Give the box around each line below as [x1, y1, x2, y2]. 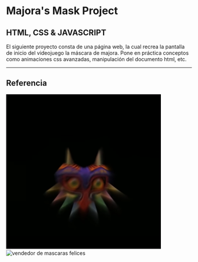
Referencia [6, 78, 47, 88]
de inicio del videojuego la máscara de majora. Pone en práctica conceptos [6, 49, 189, 57]
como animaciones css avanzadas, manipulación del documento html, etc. [6, 56, 187, 62]
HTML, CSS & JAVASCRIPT [6, 28, 107, 38]
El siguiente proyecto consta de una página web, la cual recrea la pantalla [6, 43, 185, 50]
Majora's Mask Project [6, 4, 118, 18]
